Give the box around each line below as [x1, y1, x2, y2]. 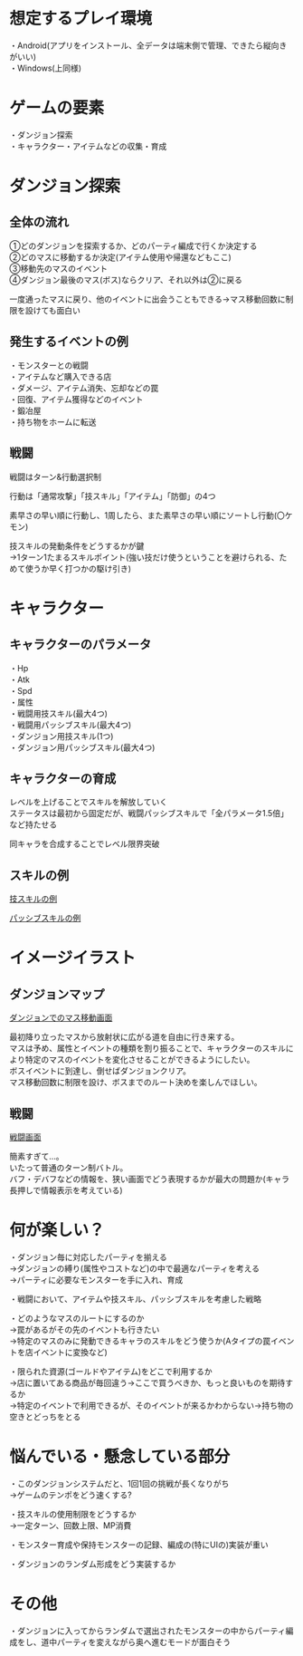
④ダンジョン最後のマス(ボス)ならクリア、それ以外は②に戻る [9, 274, 242, 285]
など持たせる [9, 819, 57, 830]
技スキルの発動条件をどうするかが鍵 [9, 540, 145, 551]
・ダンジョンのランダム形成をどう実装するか [9, 1558, 176, 1569]
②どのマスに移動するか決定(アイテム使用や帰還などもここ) [9, 251, 232, 263]
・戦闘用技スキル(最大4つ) [9, 708, 109, 718]
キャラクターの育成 [9, 771, 117, 786]
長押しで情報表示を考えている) [9, 1184, 123, 1196]
